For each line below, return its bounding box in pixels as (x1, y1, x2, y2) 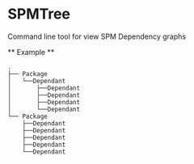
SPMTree (7, 5, 70, 23)
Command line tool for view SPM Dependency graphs (7, 32, 187, 41)
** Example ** (7, 47, 55, 57)
